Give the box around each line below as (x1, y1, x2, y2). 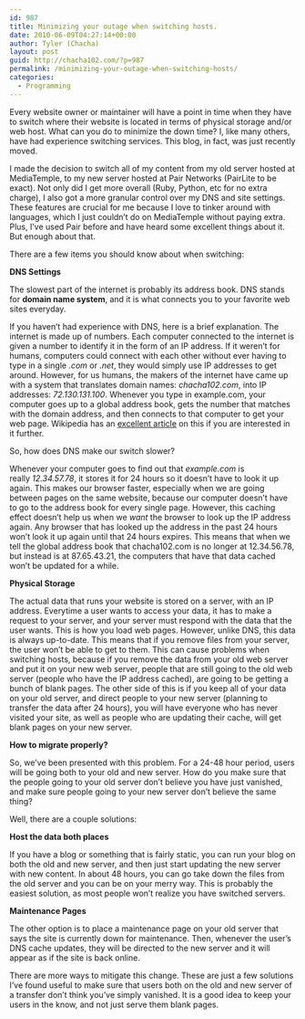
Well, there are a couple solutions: (9, 814, 137, 825)
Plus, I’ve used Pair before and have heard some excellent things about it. (9, 221, 285, 232)
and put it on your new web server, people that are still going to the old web (9, 663, 293, 674)
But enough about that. (9, 230, 96, 242)
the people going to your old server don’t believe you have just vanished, (9, 776, 283, 787)
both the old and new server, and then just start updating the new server (9, 858, 281, 869)
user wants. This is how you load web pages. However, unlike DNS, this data (9, 625, 296, 636)
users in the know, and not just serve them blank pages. (9, 999, 219, 1010)
